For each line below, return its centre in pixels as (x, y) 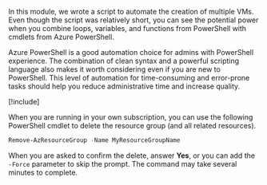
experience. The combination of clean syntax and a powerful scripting (124, 61)
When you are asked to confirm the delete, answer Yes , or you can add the (132, 155)
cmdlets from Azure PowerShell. (61, 37)
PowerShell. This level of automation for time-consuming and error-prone (129, 78)
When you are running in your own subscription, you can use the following (131, 117)
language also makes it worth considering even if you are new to (115, 69)
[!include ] (24, 102)
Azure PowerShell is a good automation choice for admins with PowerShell (131, 52)
